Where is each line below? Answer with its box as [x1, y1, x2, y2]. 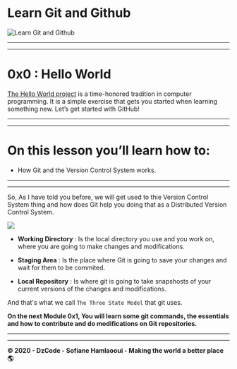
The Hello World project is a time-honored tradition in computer [7, 90, 192, 98]
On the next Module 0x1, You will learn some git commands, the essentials [7, 312, 229, 320]
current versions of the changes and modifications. [17, 284, 167, 293]
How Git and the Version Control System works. [17, 166, 157, 174]
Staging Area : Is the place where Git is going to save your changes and [17, 255, 227, 264]
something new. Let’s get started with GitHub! [7, 104, 140, 113]
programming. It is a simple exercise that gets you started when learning [7, 97, 217, 105]
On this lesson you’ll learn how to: [7, 143, 210, 159]
